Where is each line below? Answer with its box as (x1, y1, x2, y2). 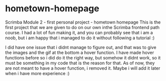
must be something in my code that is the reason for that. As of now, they (5, 60, 155, 66)
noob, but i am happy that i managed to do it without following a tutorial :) (5, 35, 155, 41)
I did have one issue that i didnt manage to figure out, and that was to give (5, 44, 157, 50)
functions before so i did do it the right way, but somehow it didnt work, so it (5, 54, 161, 60)
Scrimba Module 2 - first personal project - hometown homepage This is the (5, 19, 161, 25)
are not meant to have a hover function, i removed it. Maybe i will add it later (5, 65, 161, 71)
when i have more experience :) (5, 70, 70, 76)
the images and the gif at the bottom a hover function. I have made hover (5, 50, 155, 55)
